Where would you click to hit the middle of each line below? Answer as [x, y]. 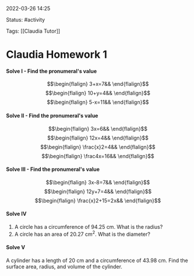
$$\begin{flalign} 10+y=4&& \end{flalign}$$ [98, 93]
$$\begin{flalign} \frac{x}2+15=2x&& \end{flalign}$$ [98, 200]
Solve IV [16, 214]
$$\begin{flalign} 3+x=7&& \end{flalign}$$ [98, 84]
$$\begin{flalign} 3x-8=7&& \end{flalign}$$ [98, 182]
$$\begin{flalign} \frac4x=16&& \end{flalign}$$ [98, 156]
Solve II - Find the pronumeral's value [52, 116]
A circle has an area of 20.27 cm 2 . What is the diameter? [82, 234]
